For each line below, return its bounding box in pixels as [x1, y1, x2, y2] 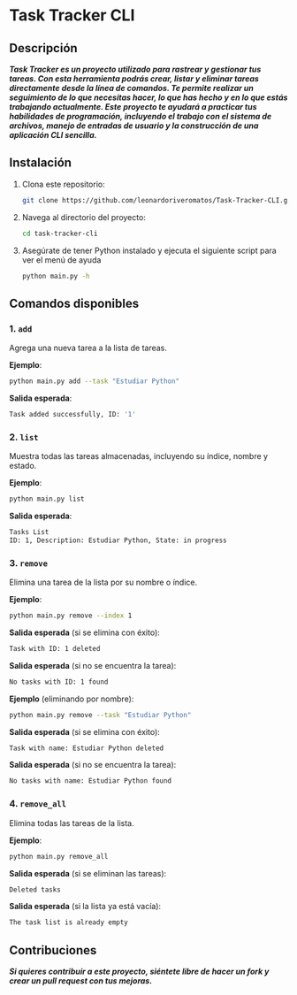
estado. [9, 461, 37, 471]
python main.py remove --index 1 [9, 611, 133, 620]
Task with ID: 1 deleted [9, 644, 101, 653]
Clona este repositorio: [21, 179, 105, 189]
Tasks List [9, 528, 49, 537]
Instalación [9, 156, 72, 171]
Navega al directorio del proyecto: [21, 211, 146, 222]
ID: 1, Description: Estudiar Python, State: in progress [9, 536, 227, 545]
